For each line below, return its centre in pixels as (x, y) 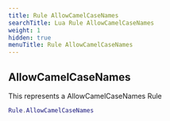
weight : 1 (25, 30)
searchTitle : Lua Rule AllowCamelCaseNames (81, 23)
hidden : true (30, 38)
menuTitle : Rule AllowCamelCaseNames (71, 45)
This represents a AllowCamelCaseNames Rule (85, 96)
